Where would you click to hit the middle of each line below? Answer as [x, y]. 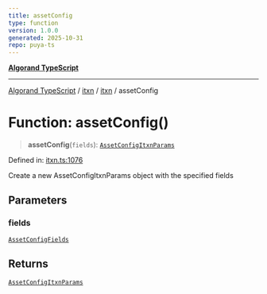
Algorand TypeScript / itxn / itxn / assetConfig [83, 91]
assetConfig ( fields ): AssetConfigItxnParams [101, 145]
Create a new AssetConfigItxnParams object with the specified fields [121, 176]
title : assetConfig [41, 15]
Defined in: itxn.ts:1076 [46, 161]
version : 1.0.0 [33, 30]
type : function [33, 23]
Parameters [38, 201]
